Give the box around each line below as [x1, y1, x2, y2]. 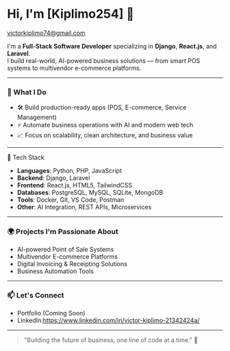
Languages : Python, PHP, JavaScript [16, 167, 122, 175]
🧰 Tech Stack [7, 153, 44, 161]
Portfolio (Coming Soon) [16, 309, 86, 317]
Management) [16, 113, 57, 122]
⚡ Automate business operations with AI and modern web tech [16, 121, 194, 129]
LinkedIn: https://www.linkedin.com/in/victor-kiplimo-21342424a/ [16, 316, 200, 324]
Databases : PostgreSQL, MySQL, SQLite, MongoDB [16, 188, 164, 197]
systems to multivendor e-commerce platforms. [7, 64, 142, 72]
